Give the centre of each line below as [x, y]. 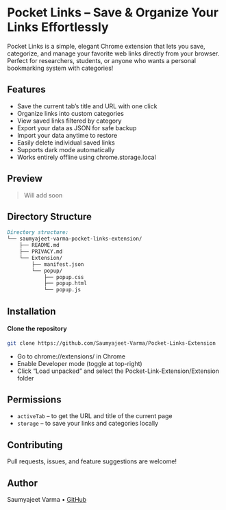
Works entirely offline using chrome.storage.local [86, 157]
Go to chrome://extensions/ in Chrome [71, 356]
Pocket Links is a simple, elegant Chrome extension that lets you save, [106, 46]
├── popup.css [64, 277]
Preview [25, 179]
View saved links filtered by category [69, 121]
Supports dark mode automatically [66, 149]
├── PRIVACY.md [41, 252]
